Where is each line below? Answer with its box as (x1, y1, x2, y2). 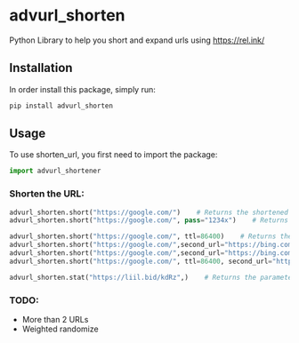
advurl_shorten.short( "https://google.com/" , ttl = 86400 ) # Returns (9, 232, 277, 241)
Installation (9, 60, 73, 76)
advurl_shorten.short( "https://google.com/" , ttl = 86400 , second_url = (9, 257, 273, 266)
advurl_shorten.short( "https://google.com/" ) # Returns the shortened (9, 208, 289, 217)
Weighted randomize (21, 323, 100, 334)
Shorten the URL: (9, 187, 85, 200)
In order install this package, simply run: (9, 84, 156, 94)
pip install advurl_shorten (9, 101, 114, 110)
